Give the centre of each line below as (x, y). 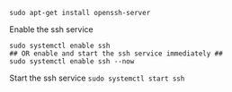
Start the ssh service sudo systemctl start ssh (97, 78)
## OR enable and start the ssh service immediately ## (116, 54)
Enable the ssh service (52, 29)
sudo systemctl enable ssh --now (72, 62)
